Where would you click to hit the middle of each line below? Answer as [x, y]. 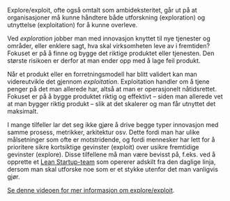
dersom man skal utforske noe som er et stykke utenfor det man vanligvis [113, 169]
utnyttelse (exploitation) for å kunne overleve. [72, 25]
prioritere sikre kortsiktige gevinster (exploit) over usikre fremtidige [103, 147]
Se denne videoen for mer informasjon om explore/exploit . [91, 190]
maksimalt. [23, 111]
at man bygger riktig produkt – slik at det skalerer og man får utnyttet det [112, 104]
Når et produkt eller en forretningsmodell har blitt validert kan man [102, 74]
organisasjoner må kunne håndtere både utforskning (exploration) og [106, 17]
